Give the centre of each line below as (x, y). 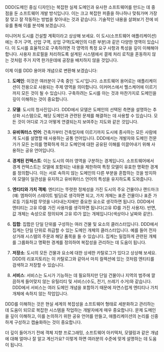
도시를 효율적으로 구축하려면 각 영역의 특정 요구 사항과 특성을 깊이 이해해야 (87, 48)
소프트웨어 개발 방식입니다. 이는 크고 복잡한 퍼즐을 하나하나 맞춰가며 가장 (88, 13)
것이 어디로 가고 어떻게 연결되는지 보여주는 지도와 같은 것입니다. (78, 122)
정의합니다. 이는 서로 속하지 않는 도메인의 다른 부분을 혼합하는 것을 (81, 173)
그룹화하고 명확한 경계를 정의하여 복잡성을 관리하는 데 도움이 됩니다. (82, 242)
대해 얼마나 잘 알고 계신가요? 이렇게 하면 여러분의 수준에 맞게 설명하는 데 (79, 339)
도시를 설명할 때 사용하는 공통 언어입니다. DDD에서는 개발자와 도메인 (82, 138)
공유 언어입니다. (40, 150)
